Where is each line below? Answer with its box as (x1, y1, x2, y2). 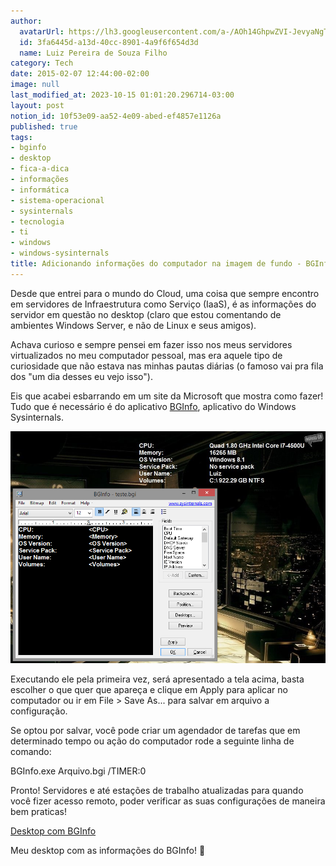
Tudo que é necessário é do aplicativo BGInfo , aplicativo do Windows (10, 400, 297, 412)
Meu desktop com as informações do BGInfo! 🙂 (10, 844, 206, 856)
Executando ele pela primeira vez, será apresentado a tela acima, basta (10, 673, 305, 685)
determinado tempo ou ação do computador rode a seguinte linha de (10, 735, 295, 747)
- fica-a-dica (10, 164, 70, 174)
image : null (10, 80, 60, 90)
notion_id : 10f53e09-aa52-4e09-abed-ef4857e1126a (10, 111, 222, 121)
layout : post (10, 100, 65, 110)
